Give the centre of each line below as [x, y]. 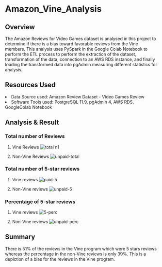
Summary [20, 237]
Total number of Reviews [35, 136]
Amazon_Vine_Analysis [53, 9]
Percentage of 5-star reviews [40, 202]
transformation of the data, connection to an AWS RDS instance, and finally [80, 59]
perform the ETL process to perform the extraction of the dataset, [71, 54]
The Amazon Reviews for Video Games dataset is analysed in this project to [81, 38]
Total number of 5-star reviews [42, 169]
